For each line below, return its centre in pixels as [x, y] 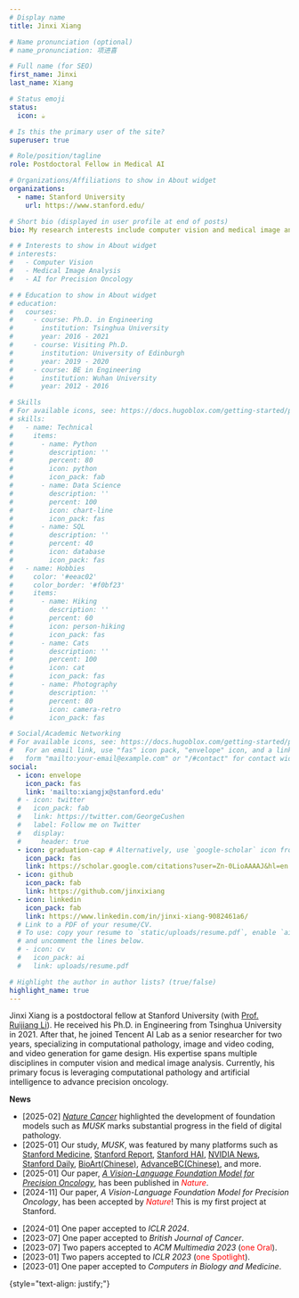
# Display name [37, 17]
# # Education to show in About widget [83, 295]
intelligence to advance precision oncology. [89, 1082]
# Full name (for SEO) [51, 66]
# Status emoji [37, 99]
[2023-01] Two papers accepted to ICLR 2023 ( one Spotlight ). [136, 1257]
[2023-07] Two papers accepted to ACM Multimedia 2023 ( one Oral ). [149, 1248]
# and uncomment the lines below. [81, 941]
